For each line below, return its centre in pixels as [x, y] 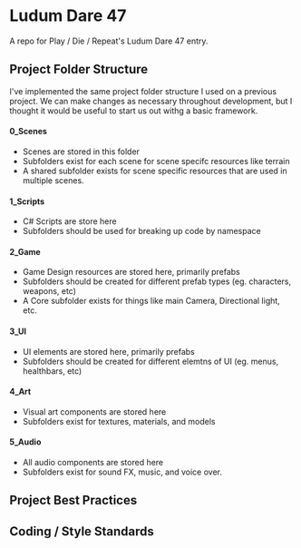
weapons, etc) [49, 291]
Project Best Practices [73, 500]
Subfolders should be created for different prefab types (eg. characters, [157, 281]
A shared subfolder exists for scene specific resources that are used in [155, 171]
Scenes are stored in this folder [81, 152]
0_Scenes [29, 132]
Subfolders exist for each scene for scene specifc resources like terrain [156, 161]
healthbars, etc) [52, 371]
